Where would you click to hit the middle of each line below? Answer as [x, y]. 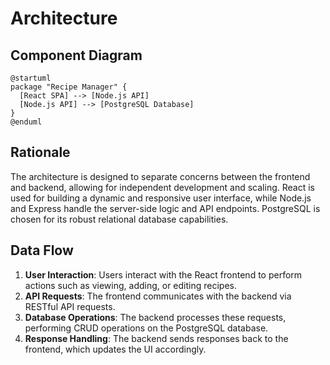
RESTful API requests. [70, 306]
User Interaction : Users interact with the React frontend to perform [163, 274]
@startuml [31, 78]
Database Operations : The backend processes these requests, [155, 317]
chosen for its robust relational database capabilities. [119, 219]
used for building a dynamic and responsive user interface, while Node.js [161, 198]
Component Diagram [76, 55]
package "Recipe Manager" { [69, 87]
